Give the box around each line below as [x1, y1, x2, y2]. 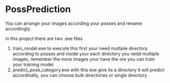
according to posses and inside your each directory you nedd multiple [12, 51, 159, 57]
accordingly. [5, 25, 31, 31]
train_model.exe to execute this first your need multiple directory [12, 45, 148, 51]
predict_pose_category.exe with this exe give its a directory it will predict [12, 67, 165, 73]
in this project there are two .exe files [5, 35, 83, 41]
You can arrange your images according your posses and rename [5, 20, 142, 26]
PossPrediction [5, 4, 71, 15]
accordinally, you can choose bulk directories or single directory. [12, 72, 148, 78]
